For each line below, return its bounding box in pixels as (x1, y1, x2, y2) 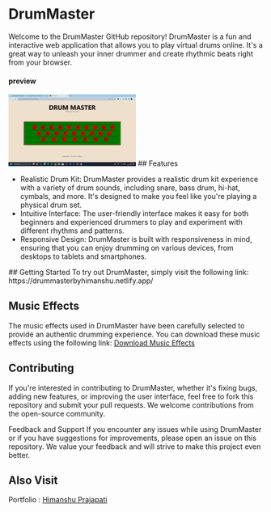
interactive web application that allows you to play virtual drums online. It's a (8, 40, 263, 49)
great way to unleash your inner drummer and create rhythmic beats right (8, 49, 253, 58)
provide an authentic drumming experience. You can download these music (8, 329, 260, 339)
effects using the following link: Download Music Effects (8, 337, 196, 348)
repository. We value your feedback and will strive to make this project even (8, 442, 261, 451)
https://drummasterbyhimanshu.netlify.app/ (8, 276, 154, 286)
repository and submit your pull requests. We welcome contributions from (8, 400, 255, 409)
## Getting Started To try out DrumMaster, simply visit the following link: (8, 267, 249, 277)
